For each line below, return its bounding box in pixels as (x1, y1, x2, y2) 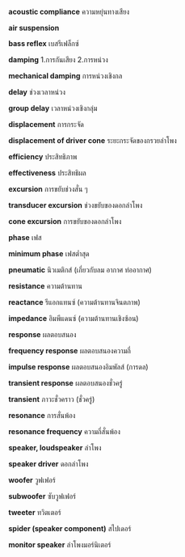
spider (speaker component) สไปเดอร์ (8, 524, 132, 533)
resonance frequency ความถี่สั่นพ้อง (8, 427, 121, 436)
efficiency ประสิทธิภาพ (8, 152, 78, 161)
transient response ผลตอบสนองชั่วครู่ (8, 378, 123, 387)
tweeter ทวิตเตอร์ (8, 508, 62, 517)
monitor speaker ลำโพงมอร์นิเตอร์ (8, 540, 111, 549)
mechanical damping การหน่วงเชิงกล (8, 71, 123, 80)
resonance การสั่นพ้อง (8, 411, 76, 420)
